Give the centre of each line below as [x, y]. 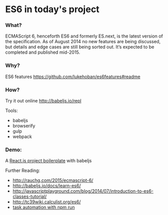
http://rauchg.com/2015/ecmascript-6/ [53, 181]
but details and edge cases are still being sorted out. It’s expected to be [80, 47]
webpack [22, 137]
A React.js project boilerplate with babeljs [49, 161]
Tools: [12, 111]
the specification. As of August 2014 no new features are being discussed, [83, 42]
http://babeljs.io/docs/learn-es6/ [47, 186]
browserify [24, 126]
